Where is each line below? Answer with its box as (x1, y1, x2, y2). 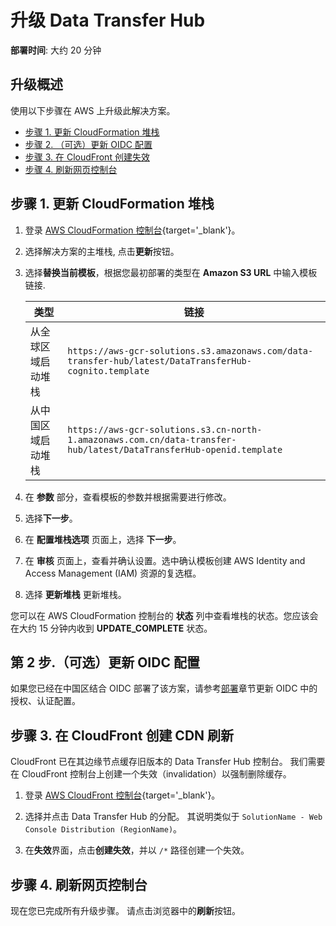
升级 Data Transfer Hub (10, 9, 206, 32)
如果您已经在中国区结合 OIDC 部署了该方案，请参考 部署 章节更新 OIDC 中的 (10, 682, 318, 695)
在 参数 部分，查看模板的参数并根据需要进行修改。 (24, 491, 232, 503)
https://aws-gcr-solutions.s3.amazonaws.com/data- (67, 345, 314, 356)
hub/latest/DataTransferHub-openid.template (67, 444, 283, 455)
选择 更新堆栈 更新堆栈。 (24, 588, 127, 600)
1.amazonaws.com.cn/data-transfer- (67, 434, 237, 445)
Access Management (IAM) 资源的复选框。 (24, 567, 202, 579)
